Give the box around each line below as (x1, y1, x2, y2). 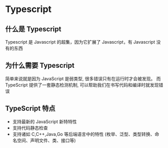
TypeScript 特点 (5, 104, 56, 113)
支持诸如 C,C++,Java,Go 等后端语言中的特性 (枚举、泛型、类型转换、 (12, 131, 155, 137)
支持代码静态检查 (12, 124, 48, 131)
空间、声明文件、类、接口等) (17, 137, 76, 143)
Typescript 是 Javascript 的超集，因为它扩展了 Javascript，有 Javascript (5, 39, 155, 45)
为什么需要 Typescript (5, 61, 75, 70)
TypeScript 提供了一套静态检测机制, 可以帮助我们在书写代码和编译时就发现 (5, 82, 159, 88)
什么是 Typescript (5, 25, 62, 33)
